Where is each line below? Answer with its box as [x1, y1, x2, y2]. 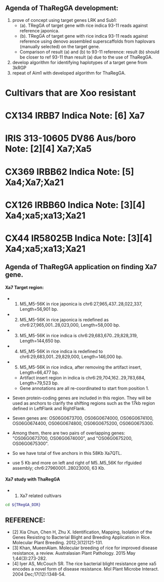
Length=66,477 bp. [19, 369, 59, 375]
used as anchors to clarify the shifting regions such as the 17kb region [12, 400, 155, 406]
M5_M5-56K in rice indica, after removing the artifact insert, [19, 364, 142, 370]
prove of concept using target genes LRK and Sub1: [12, 17, 117, 23]
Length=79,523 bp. [19, 380, 59, 386]
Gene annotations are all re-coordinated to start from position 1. [19, 385, 149, 391]
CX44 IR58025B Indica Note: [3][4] [5, 232, 152, 244]
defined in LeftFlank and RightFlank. [12, 405, 86, 411]
